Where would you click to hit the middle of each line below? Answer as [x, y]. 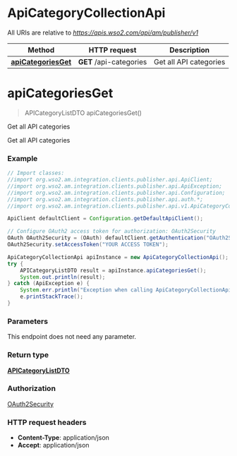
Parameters [28, 321]
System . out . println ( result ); [63, 277]
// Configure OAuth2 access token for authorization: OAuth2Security [112, 232]
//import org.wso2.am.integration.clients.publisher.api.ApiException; [115, 186]
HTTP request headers [47, 422]
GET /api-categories [113, 61]
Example [23, 158]
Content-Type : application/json [63, 438]
